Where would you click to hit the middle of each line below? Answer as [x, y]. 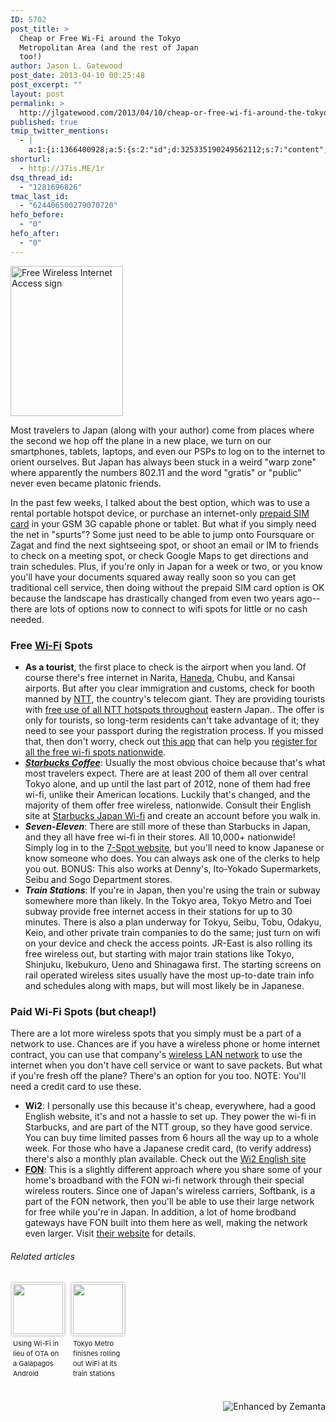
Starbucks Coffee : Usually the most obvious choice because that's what [175, 762]
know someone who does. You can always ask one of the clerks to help [172, 858]
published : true [44, 122]
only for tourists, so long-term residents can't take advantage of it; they [172, 720]
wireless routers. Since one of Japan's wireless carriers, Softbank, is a [170, 1191]
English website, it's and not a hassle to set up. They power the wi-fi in [170, 1117]
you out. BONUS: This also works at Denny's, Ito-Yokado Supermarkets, [173, 868]
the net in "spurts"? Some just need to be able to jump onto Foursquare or [162, 534]
